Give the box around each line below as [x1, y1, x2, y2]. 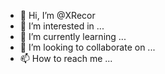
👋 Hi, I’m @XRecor [19, 10, 96, 21]
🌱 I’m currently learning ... [19, 31, 127, 42]
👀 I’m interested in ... [19, 20, 105, 32]
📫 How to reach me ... [19, 53, 113, 64]
